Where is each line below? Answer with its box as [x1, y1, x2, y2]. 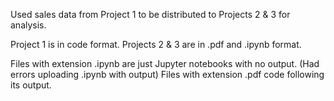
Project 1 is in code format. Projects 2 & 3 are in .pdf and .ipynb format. [10, 39, 302, 50]
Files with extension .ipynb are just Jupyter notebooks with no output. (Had [10, 58, 320, 69]
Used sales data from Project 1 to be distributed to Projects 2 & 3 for [10, 9, 291, 20]
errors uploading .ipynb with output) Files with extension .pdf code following [10, 69, 325, 80]
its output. [10, 79, 52, 91]
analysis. [10, 19, 47, 31]
